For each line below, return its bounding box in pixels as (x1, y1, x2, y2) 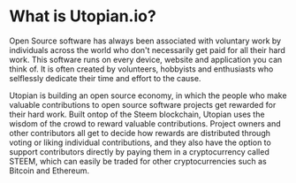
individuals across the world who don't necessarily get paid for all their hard (9, 44, 285, 55)
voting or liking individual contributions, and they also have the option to (9, 137, 271, 148)
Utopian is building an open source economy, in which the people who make (9, 90, 287, 101)
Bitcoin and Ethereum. (9, 165, 90, 176)
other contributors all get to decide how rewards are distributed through (9, 127, 271, 138)
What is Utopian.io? (9, 6, 156, 27)
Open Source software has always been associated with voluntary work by (9, 35, 281, 46)
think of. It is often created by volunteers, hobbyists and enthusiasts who (9, 64, 274, 74)
